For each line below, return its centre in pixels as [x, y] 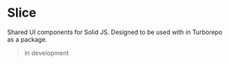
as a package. [27, 39]
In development [46, 53]
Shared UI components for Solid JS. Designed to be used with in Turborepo [115, 32]
